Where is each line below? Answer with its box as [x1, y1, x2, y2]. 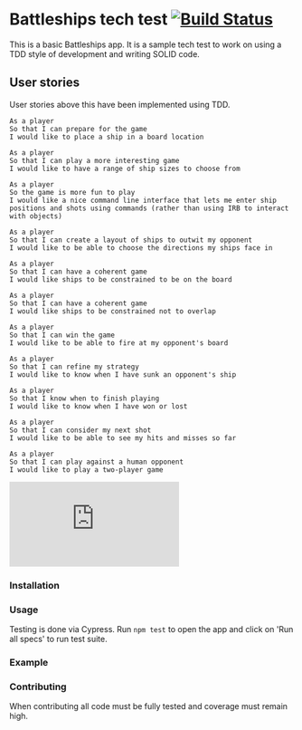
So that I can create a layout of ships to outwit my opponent [9, 235, 253, 245]
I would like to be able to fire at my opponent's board [9, 338, 229, 348]
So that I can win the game [9, 331, 116, 340]
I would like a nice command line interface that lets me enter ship [9, 196, 278, 205]
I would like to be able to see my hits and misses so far [9, 433, 237, 443]
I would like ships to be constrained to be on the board [9, 274, 232, 284]
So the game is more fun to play [9, 187, 136, 197]
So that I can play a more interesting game [9, 156, 180, 165]
